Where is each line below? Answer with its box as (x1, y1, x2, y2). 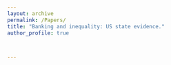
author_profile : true (7, 29, 70, 37)
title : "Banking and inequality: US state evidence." (7, 23, 165, 30)
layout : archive (7, 10, 54, 17)
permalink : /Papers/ (7, 17, 67, 24)
